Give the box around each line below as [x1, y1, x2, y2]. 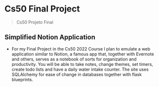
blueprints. [11, 76, 33, 82]
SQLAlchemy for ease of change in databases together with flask [11, 71, 142, 77]
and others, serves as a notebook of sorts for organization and [11, 56, 137, 62]
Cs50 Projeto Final [16, 19, 54, 25]
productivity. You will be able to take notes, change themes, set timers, [11, 61, 153, 67]
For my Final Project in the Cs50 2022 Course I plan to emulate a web [11, 46, 151, 51]
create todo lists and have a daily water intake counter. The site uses [11, 66, 149, 72]
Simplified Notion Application [4, 33, 95, 41]
